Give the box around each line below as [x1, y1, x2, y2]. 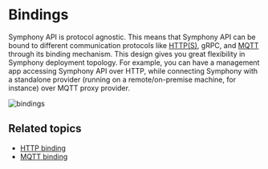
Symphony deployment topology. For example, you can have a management [8, 58, 260, 67]
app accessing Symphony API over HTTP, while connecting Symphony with [8, 66, 258, 75]
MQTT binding [19, 151, 68, 161]
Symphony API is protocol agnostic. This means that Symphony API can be [8, 32, 257, 42]
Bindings [8, 6, 69, 24]
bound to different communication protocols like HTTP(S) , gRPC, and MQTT [8, 40, 259, 50]
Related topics [8, 122, 82, 135]
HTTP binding [19, 143, 67, 153]
